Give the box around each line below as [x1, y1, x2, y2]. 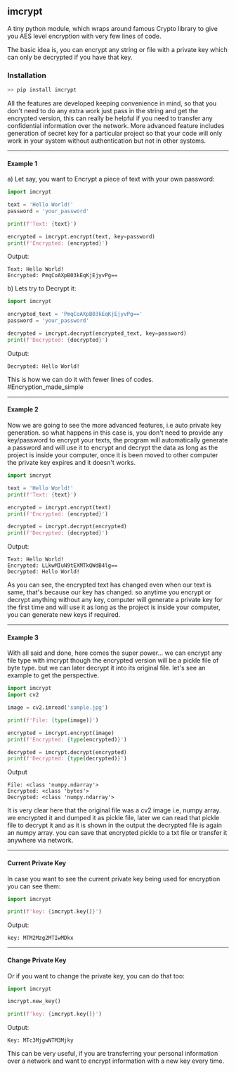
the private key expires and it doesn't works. [7, 459, 136, 467]
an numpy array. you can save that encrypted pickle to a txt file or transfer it [7, 829, 228, 837]
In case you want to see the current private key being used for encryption [7, 874, 221, 883]
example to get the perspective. [7, 671, 100, 679]
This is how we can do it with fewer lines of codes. [7, 375, 154, 383]
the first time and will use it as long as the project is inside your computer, [7, 603, 221, 611]
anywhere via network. [7, 836, 74, 845]
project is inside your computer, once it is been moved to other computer [7, 451, 218, 459]
